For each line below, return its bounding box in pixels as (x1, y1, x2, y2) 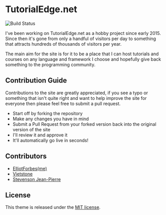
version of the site (12, 126, 51, 132)
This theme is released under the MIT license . (5, 204, 101, 210)
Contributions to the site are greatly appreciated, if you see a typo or (5, 90, 148, 96)
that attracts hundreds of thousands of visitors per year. (5, 41, 122, 47)
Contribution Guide (5, 76, 67, 85)
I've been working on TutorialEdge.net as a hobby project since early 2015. (5, 30, 161, 36)
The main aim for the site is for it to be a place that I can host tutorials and (5, 51, 159, 57)
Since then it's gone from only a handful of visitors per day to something (5, 35, 156, 42)
